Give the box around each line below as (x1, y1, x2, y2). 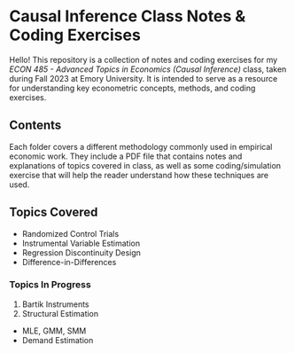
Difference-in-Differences (21, 256, 117, 267)
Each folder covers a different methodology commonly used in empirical (9, 141, 273, 152)
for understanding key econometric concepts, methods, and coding (9, 82, 256, 93)
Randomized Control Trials (21, 228, 120, 239)
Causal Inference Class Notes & (9, 6, 246, 27)
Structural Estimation (21, 308, 99, 318)
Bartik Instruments (21, 299, 89, 310)
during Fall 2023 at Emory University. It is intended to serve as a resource (9, 73, 278, 83)
